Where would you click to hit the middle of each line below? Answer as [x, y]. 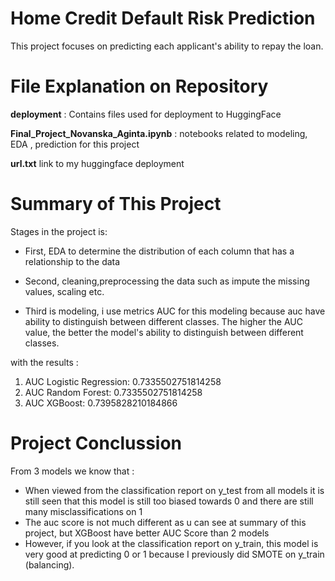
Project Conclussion [96, 443]
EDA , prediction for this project [75, 144]
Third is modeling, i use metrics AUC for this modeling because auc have [175, 311]
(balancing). [49, 564]
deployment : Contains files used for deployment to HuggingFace [146, 114]
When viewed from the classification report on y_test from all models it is [174, 490]
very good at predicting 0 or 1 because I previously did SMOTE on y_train [174, 554]
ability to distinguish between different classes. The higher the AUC [163, 321]
